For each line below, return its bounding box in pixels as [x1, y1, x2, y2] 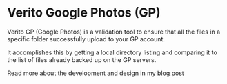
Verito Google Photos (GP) [7, 5, 161, 21]
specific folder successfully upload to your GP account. [7, 34, 166, 43]
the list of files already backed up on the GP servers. [7, 55, 157, 63]
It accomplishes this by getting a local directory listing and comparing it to [7, 48, 217, 56]
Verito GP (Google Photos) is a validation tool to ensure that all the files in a [7, 28, 221, 36]
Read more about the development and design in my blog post [7, 69, 184, 77]
